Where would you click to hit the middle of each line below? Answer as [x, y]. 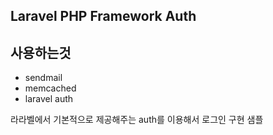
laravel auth [49, 99]
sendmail [43, 78]
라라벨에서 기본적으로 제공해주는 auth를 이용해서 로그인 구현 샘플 [137, 120]
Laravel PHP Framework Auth [103, 16]
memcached [50, 88]
